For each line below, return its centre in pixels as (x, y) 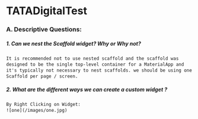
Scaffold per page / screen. (42, 76)
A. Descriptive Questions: (44, 30)
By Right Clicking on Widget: (44, 105)
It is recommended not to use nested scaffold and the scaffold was (92, 59)
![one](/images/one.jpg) (37, 111)
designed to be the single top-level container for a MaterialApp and (95, 65)
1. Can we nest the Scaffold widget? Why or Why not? (74, 43)
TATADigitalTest (47, 11)
